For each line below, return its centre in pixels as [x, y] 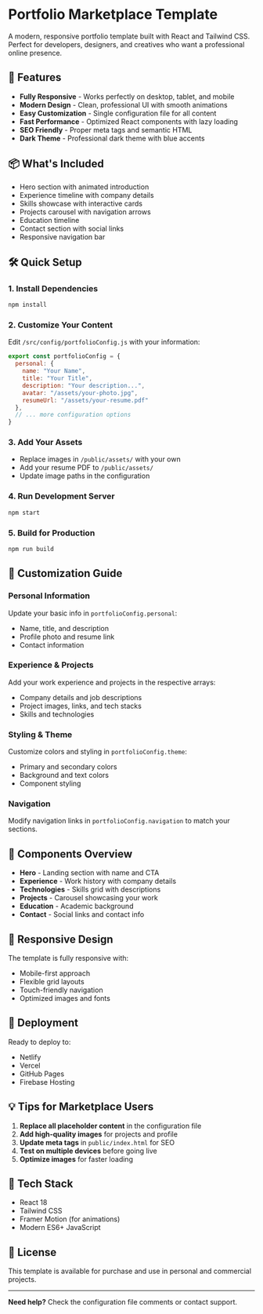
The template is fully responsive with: [68, 958]
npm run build [31, 549]
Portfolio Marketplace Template [113, 15]
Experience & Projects [51, 665]
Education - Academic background [76, 906]
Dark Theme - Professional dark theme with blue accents [112, 138]
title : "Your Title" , [57, 378]
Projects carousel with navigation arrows [85, 212]
